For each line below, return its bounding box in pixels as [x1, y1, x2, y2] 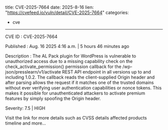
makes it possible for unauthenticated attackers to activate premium [5, 90, 145, 96]
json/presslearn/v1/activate [5, 69, 61, 74]
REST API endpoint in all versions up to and [62, 69, 151, 74]
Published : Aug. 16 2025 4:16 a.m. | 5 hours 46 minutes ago [5, 43, 129, 49]
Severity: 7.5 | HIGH [5, 105, 45, 111]
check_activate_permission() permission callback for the [5, 63, 121, 69]
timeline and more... [5, 120, 46, 126]
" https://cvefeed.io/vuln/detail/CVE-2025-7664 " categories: [5, 9, 129, 15]
